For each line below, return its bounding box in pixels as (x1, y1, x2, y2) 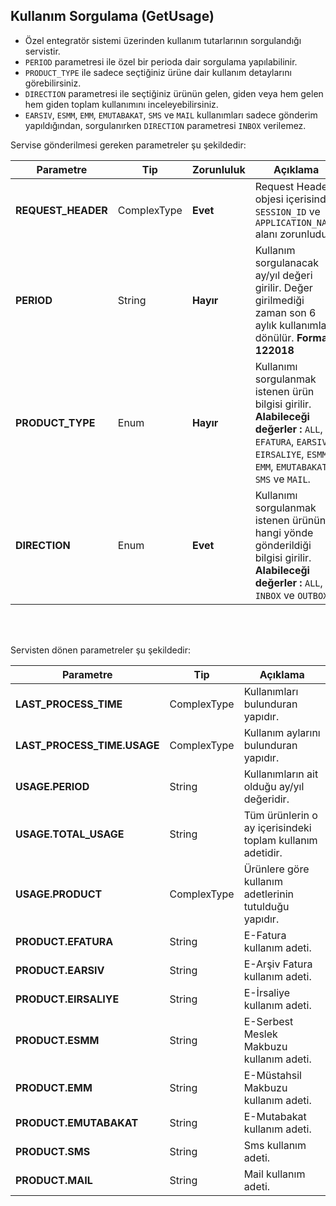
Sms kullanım (243, 1138, 307, 1152)
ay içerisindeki (243, 820, 312, 834)
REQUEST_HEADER (15, 203, 108, 217)
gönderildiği (254, 538, 312, 552)
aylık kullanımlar (254, 318, 331, 332)
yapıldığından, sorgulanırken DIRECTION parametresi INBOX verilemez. (24, 119, 307, 131)
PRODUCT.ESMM (15, 1033, 100, 1047)
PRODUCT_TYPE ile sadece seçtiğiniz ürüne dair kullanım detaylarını (24, 66, 292, 78)
